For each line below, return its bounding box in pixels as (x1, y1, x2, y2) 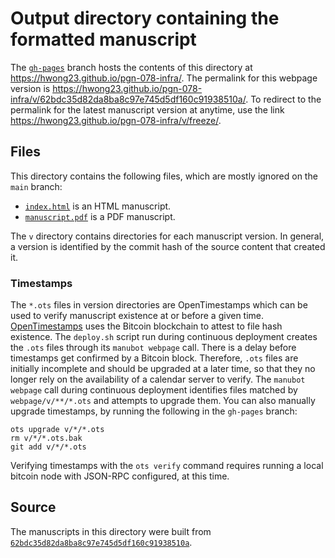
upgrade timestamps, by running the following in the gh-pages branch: (10, 405, 298, 417)
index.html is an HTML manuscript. (24, 200, 172, 212)
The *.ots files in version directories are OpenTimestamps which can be (10, 299, 308, 311)
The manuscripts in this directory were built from (10, 525, 212, 537)
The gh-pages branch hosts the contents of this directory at (10, 61, 253, 73)
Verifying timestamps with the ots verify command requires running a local (10, 460, 324, 472)
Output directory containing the (10, 7, 280, 30)
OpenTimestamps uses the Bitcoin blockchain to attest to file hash (10, 320, 283, 332)
